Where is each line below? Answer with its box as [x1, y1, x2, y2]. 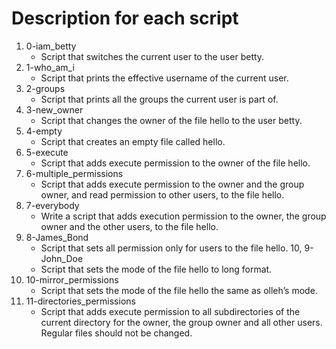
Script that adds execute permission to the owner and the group [40, 178, 305, 190]
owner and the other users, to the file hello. [40, 220, 219, 232]
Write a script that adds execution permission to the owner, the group [40, 210, 327, 222]
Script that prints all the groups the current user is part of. [40, 93, 279, 105]
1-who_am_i [25, 61, 75, 73]
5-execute [25, 146, 69, 158]
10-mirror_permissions [25, 273, 119, 286]
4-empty [25, 125, 63, 137]
